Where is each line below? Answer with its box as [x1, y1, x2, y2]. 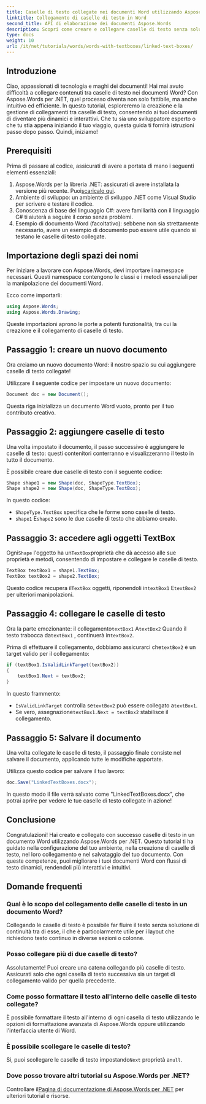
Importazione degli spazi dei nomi [6, 250, 139, 261]
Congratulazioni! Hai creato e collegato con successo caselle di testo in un [6, 831, 195, 838]
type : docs [6, 32, 34, 38]
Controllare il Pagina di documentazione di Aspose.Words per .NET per [6, 1085, 184, 1093]
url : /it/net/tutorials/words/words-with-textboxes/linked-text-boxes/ [6, 44, 193, 50]
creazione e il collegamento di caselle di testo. [6, 327, 124, 335]
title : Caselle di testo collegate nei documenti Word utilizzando [6, 9, 183, 15]
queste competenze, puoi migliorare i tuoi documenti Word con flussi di [6, 857, 187, 865]
